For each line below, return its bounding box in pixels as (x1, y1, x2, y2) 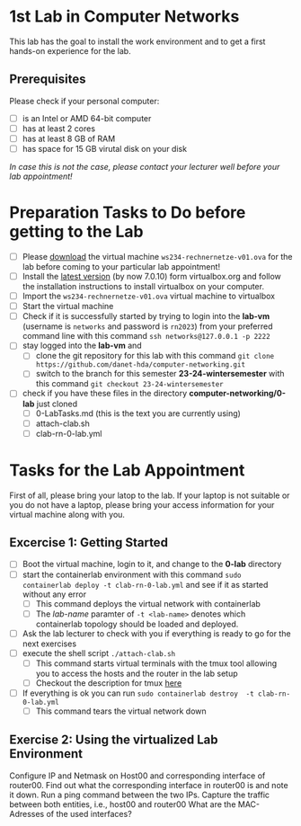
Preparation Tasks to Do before (9, 202, 246, 223)
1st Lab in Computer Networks (9, 6, 240, 27)
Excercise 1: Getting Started (9, 535, 169, 550)
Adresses (9, 808, 45, 819)
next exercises (22, 638, 77, 649)
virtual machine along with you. (9, 509, 126, 520)
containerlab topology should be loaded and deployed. (35, 618, 239, 629)
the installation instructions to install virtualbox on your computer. (22, 281, 265, 292)
